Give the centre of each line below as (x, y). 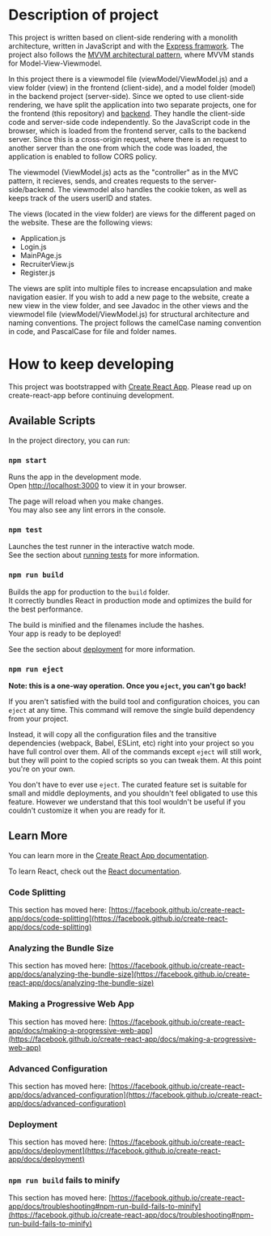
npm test (25, 530)
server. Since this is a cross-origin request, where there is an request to (128, 139)
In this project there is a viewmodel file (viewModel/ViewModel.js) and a (128, 79)
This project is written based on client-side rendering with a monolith (123, 37)
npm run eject (36, 669)
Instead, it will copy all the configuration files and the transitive (112, 734)
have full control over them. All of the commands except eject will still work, (135, 751)
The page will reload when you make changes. (86, 501)
